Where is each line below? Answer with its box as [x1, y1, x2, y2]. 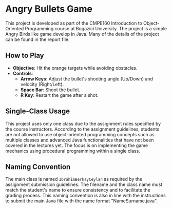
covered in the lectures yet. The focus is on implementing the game [5, 142, 148, 149]
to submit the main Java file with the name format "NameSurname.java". [5, 198, 158, 204]
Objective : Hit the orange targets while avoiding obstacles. [12, 65, 138, 71]
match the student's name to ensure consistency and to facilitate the [5, 187, 150, 193]
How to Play [5, 51, 45, 60]
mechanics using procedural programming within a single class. [5, 148, 140, 154]
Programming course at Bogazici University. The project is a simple [25, 25, 167, 31]
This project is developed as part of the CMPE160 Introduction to [5, 20, 142, 26]
